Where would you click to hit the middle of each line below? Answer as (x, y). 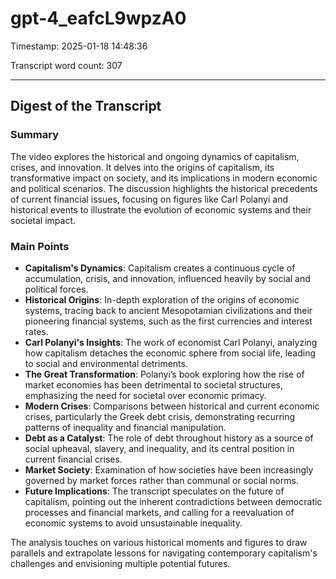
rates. (36, 331)
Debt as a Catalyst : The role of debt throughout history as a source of (169, 438)
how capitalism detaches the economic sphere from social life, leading (170, 353)
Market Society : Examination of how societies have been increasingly (169, 469)
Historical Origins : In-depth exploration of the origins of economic (162, 299)
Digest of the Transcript (86, 106)
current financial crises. (73, 459)
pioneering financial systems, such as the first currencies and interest (168, 321)
